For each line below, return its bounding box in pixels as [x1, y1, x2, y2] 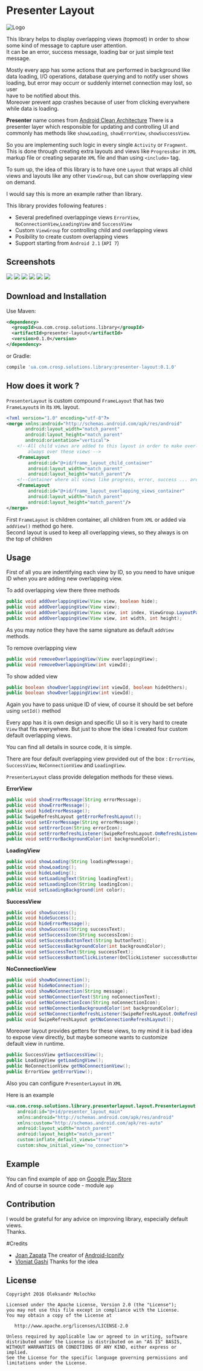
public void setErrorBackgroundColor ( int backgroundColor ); [6, 836, 161, 842]
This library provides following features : [6, 202, 107, 209]
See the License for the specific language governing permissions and [6, 1355, 188, 1361]
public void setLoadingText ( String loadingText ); [6, 875, 134, 881]
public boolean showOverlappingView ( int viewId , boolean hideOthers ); [6, 684, 188, 690]
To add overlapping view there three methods [6, 587, 120, 594]
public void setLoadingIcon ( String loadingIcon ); [6, 881, 134, 887]
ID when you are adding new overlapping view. [6, 575, 123, 582]
